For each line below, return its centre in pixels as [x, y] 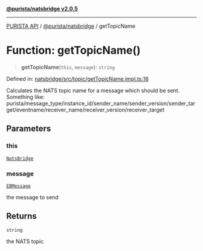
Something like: [26, 97]
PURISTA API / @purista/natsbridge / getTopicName [71, 26]
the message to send [32, 197]
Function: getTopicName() [73, 50]
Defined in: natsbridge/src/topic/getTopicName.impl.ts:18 [78, 78]
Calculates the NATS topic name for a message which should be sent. [93, 91]
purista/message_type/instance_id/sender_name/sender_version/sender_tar [101, 103]
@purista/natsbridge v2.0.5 [42, 9]
